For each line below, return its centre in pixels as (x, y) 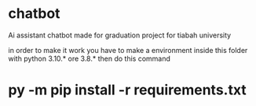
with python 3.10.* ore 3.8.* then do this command (90, 58)
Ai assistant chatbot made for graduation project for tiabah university (120, 35)
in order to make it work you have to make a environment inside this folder (128, 50)
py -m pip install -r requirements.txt (128, 90)
